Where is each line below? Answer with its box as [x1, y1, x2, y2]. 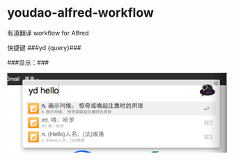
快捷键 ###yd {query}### [7, 43, 81, 51]
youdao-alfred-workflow [7, 5, 155, 21]
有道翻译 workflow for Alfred [7, 29, 89, 37]
